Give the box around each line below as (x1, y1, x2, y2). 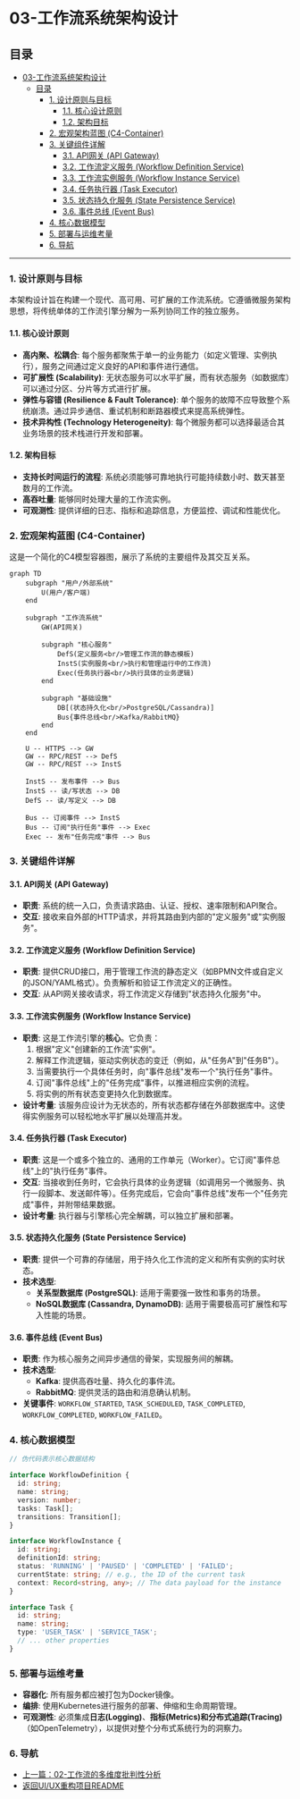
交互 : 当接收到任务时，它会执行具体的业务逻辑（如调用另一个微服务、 (21, 1177, 278, 1187)
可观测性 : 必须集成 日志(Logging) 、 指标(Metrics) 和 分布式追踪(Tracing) (21, 1711, 283, 1722)
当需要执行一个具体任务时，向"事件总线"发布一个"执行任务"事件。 (35, 1066, 278, 1077)
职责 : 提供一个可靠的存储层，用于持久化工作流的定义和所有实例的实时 (21, 1254, 278, 1264)
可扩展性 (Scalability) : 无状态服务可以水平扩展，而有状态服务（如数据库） (21, 372, 290, 383)
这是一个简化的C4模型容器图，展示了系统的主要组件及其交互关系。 (9, 552, 255, 562)
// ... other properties (17, 1636, 110, 1645)
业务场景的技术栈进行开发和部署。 (21, 427, 148, 438)
